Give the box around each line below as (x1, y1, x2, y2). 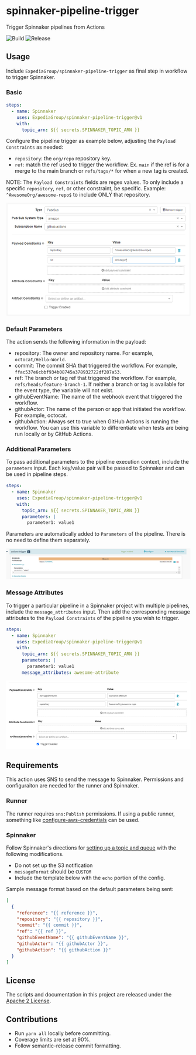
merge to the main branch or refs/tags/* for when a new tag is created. (14, 167, 188, 174)
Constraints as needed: (6, 143, 63, 150)
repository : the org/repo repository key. (14, 155, 112, 162)
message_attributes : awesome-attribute (21, 669, 119, 676)
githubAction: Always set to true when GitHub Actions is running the (14, 417, 179, 425)
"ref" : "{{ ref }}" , (16, 929, 67, 934)
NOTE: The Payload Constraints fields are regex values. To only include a (6, 179, 184, 186)
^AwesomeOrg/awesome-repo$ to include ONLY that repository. (6, 191, 150, 198)
